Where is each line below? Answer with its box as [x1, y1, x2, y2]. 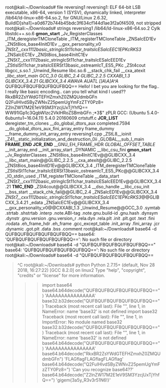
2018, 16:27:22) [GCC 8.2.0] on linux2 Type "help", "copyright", [17, 267, 146, 273]
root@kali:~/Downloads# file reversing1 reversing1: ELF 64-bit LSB [5, 4, 141, 10]
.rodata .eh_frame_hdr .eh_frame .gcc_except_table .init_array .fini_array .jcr [5, 221, 160, 227]
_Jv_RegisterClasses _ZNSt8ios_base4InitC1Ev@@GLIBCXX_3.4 [5, 152, 136, 158]
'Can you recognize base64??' [71, 367, 134, 372]
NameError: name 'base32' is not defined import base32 [42, 309, 158, 314]
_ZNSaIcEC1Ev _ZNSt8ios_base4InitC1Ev [5, 52, 88, 58]
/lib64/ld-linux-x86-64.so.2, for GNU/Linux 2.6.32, [5, 15, 108, 20]
